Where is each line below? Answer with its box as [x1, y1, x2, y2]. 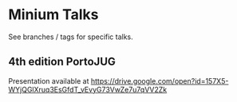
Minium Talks [8, 6, 99, 24]
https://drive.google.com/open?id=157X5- [90, 76, 229, 85]
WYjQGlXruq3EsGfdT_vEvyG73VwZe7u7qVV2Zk [8, 84, 168, 94]
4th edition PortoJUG [8, 55, 116, 69]
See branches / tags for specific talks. [8, 32, 133, 41]
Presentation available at [8, 76, 89, 85]
